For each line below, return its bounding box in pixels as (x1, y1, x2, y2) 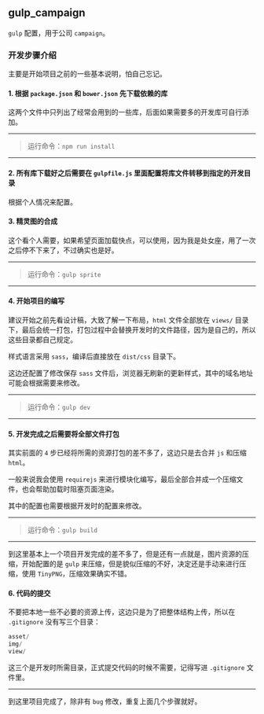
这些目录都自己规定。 (8, 334, 77, 344)
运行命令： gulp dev (27, 402, 91, 411)
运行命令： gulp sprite (27, 269, 101, 278)
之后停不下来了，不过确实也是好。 (8, 245, 119, 255)
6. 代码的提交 (8, 588, 51, 598)
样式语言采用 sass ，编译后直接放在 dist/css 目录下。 (8, 351, 181, 361)
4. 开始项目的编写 (8, 296, 65, 306)
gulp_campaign (8, 6, 86, 20)
